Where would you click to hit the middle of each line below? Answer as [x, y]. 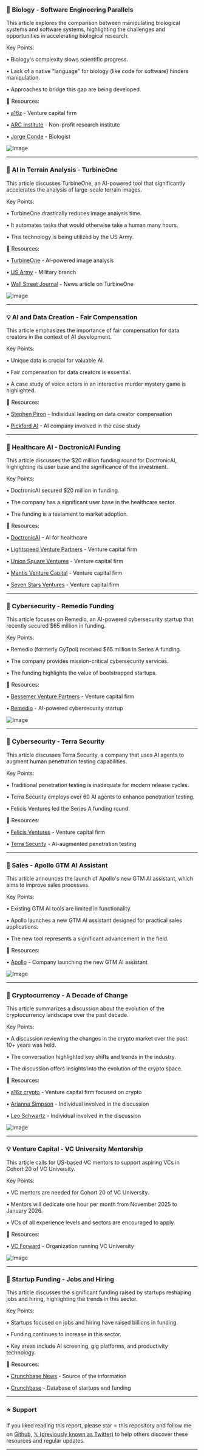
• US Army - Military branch [41, 272]
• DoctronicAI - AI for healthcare [47, 538]
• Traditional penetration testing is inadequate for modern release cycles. [98, 785]
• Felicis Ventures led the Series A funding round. [68, 808]
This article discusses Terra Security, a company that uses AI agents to [95, 755]
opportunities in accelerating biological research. [68, 36]
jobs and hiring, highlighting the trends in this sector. [72, 1298]
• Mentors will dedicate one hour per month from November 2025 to [92, 1204]
